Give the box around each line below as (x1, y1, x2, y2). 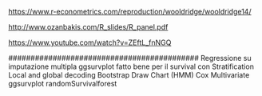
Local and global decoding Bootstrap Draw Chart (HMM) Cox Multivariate (8, 70, 250, 79)
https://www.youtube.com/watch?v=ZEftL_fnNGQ (8, 38, 172, 47)
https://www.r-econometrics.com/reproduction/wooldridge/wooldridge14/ (8, 7, 252, 16)
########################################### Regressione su (8, 54, 252, 62)
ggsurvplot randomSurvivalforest (8, 79, 117, 88)
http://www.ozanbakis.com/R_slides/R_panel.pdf (8, 22, 169, 31)
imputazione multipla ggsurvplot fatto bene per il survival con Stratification (8, 62, 254, 71)
